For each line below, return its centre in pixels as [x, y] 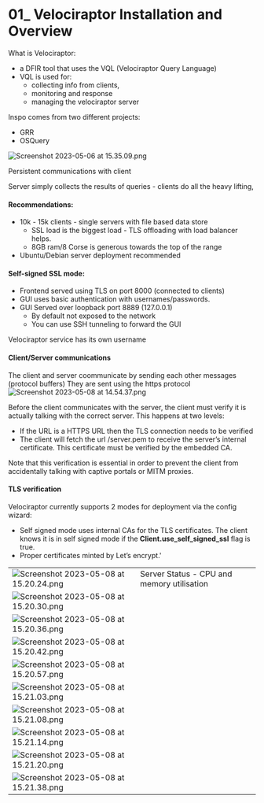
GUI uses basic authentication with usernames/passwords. [115, 299]
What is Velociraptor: [42, 53]
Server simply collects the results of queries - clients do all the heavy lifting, [131, 186]
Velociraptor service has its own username [77, 339]
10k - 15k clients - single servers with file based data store [114, 222]
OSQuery [34, 140]
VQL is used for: [46, 76]
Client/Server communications [60, 357]
